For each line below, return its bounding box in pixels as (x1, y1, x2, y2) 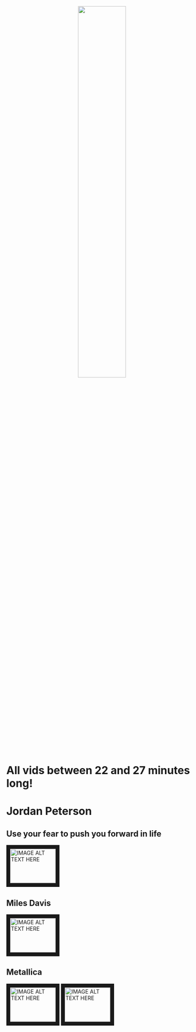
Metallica (6, 967, 42, 978)
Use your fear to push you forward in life (6, 828, 162, 839)
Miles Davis (6, 898, 52, 908)
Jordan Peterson (6, 805, 92, 818)
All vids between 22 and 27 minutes (6, 764, 190, 777)
